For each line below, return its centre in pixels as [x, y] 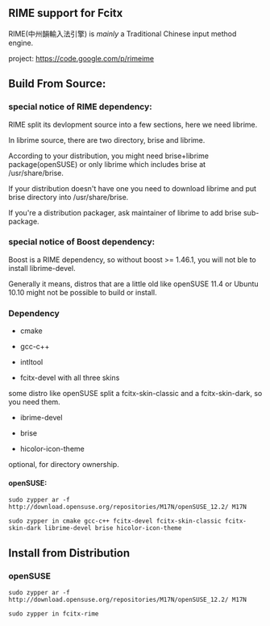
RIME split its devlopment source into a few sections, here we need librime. [133, 124]
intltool [31, 362]
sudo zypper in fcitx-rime [54, 613]
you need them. [34, 402]
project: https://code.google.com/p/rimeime [81, 58]
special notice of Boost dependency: [82, 242]
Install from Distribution [69, 553]
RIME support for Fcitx [66, 13]
